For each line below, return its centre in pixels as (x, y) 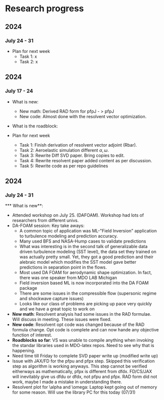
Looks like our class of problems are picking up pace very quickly (86, 304)
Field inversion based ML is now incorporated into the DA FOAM (84, 283)
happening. (23, 350)
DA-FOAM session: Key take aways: (48, 225)
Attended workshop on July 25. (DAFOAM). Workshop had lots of (78, 215)
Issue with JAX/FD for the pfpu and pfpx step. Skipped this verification (83, 361)
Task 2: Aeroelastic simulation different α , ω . (64, 150)
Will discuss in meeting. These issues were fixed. (62, 320)
